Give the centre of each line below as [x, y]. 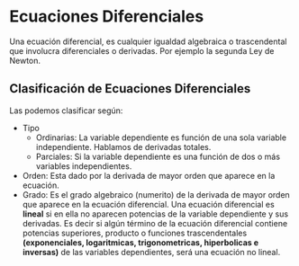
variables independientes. [84, 166]
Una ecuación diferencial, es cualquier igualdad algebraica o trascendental [148, 41]
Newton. [25, 60]
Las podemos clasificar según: [66, 111]
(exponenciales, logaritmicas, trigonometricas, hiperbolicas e [140, 242]
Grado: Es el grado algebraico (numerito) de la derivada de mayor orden [156, 194]
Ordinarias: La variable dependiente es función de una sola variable [161, 137]
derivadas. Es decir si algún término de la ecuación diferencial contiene [155, 223]
